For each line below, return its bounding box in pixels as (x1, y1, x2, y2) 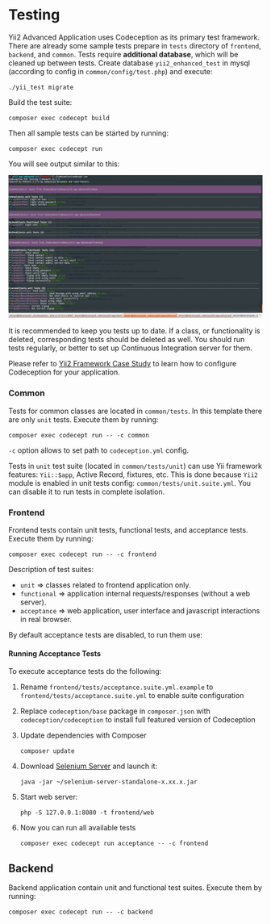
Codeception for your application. (8, 367, 120, 377)
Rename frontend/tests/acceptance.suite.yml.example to (19, 682, 214, 692)
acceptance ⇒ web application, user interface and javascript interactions (19, 606, 261, 616)
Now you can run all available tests (19, 823, 136, 833)
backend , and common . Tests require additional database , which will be (8, 49, 239, 59)
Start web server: (19, 792, 78, 802)
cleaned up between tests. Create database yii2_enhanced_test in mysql (8, 58, 250, 68)
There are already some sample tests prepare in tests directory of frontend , (8, 40, 261, 50)
